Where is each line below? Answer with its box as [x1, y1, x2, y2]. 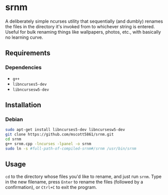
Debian [5, 115, 23, 122]
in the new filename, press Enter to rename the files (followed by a [5, 178, 143, 185]
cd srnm [5, 137, 22, 142]
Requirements [5, 49, 50, 57]
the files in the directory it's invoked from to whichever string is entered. [5, 23, 155, 29]
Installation [5, 101, 41, 109]
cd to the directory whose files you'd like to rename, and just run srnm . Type [5, 173, 162, 179]
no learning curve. [5, 34, 43, 40]
